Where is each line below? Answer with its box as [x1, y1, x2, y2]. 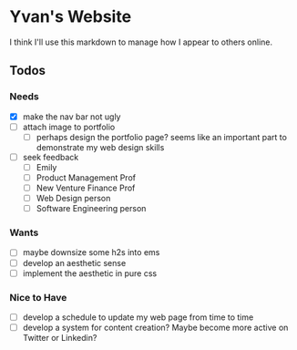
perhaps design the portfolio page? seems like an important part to [36, 131, 287, 142]
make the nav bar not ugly [22, 111, 121, 122]
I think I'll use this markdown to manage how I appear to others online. [9, 36, 273, 47]
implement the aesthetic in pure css [22, 267, 158, 279]
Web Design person [36, 193, 111, 204]
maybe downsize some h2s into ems [22, 247, 160, 258]
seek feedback [22, 151, 79, 162]
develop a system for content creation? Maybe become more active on [22, 322, 289, 334]
